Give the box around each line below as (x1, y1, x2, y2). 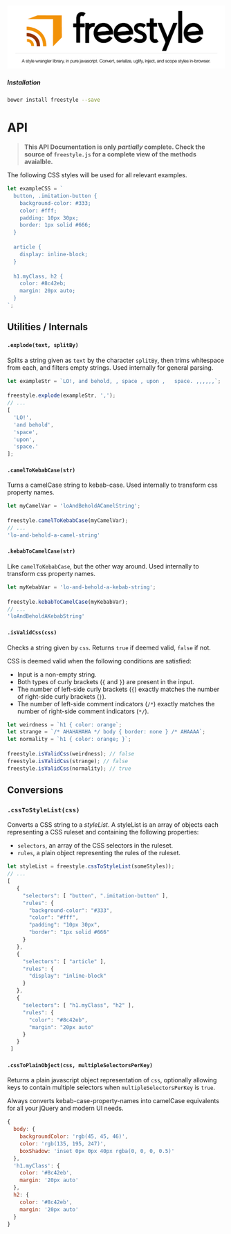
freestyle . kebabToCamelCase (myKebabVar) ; (7, 598, 129, 605)
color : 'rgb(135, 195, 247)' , (19, 1140, 107, 1147)
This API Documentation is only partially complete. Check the (24, 143, 205, 151)
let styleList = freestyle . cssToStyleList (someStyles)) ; (7, 863, 175, 870)
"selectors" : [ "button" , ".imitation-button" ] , (22, 892, 169, 899)
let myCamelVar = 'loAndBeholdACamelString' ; (7, 503, 140, 510)
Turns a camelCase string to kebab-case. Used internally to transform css (7, 481, 218, 490)
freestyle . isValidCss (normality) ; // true (7, 764, 131, 772)
